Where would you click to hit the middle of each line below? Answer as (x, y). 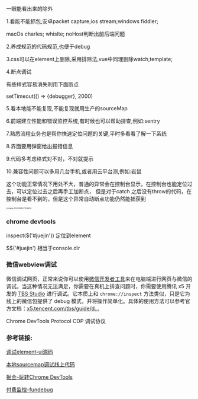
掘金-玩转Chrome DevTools (39, 377)
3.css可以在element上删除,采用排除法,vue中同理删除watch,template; (90, 59)
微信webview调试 (32, 264)
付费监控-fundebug (30, 390)
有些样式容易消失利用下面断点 (42, 84)
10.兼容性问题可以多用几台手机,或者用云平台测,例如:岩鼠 (74, 171)
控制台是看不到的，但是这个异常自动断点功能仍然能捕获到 (76, 199)
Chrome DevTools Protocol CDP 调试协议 (56, 321)
